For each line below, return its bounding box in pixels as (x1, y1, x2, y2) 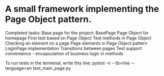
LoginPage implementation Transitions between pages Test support (5, 45, 142, 51)
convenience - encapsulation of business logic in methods (5, 50, 124, 57)
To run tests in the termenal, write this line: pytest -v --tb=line (5, 60, 130, 66)
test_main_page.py (32, 65, 71, 71)
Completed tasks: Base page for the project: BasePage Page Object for (5, 30, 149, 36)
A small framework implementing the (5, 3, 160, 15)
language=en (5, 65, 32, 71)
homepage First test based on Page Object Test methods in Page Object (5, 35, 151, 41)
